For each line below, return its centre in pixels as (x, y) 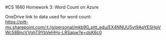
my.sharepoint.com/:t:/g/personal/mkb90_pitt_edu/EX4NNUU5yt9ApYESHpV (83, 27)
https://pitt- (17, 22)
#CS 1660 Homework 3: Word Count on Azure (52, 7)
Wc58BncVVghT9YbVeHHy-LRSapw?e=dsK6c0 (54, 32)
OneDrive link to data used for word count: (48, 17)
